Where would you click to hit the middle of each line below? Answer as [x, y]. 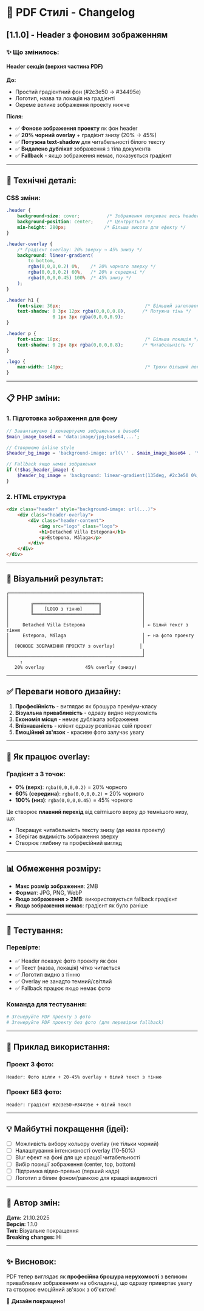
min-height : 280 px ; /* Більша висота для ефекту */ [102, 228]
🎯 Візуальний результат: [55, 579]
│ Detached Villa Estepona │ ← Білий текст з [97, 625]
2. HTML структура [36, 496]
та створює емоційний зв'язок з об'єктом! [61, 1289]
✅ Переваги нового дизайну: [64, 692]
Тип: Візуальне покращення [42, 1230]
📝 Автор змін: [33, 1203]
